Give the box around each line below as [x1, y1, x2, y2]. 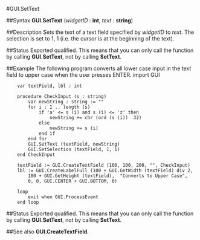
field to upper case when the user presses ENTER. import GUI [6, 71, 160, 78]
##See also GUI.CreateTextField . [6, 228, 89, 235]
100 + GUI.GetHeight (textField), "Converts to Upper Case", [28, 173, 188, 179]
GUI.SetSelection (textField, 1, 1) [28, 146, 120, 152]
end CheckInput [17, 152, 56, 158]
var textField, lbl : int [17, 83, 83, 89]
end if [38, 131, 56, 137]
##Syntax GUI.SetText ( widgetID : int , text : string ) [6, 17, 134, 24]
